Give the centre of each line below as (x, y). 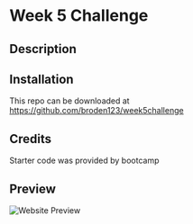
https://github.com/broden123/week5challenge (96, 111)
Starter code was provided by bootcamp (84, 161)
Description (43, 49)
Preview (33, 188)
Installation (41, 79)
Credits (31, 139)
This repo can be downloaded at (69, 101)
